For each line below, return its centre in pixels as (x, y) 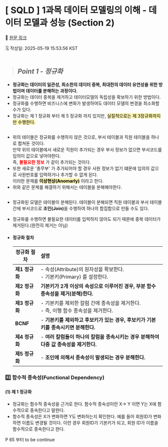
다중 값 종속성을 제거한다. (69, 344)
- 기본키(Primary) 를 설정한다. (74, 277)
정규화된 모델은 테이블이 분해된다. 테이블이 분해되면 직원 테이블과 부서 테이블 (87, 202)
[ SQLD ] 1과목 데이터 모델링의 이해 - (76, 10)
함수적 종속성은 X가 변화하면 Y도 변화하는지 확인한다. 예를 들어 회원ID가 (82, 416)
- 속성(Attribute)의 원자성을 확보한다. (82, 269)
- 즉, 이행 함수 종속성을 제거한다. (77, 310)
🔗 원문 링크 (16, 38)
